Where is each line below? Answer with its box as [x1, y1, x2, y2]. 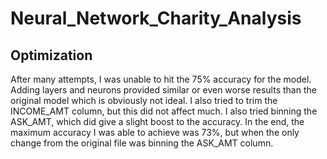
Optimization [10, 47, 93, 64]
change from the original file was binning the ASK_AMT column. [10, 137, 274, 149]
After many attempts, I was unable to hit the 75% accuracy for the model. [10, 73, 312, 85]
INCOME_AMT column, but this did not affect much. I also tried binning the [10, 105, 318, 117]
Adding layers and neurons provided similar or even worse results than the [10, 84, 317, 96]
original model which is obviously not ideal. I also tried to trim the [10, 95, 278, 106]
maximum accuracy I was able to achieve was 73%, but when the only [10, 127, 300, 138]
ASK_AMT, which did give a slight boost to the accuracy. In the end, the [10, 116, 305, 127]
